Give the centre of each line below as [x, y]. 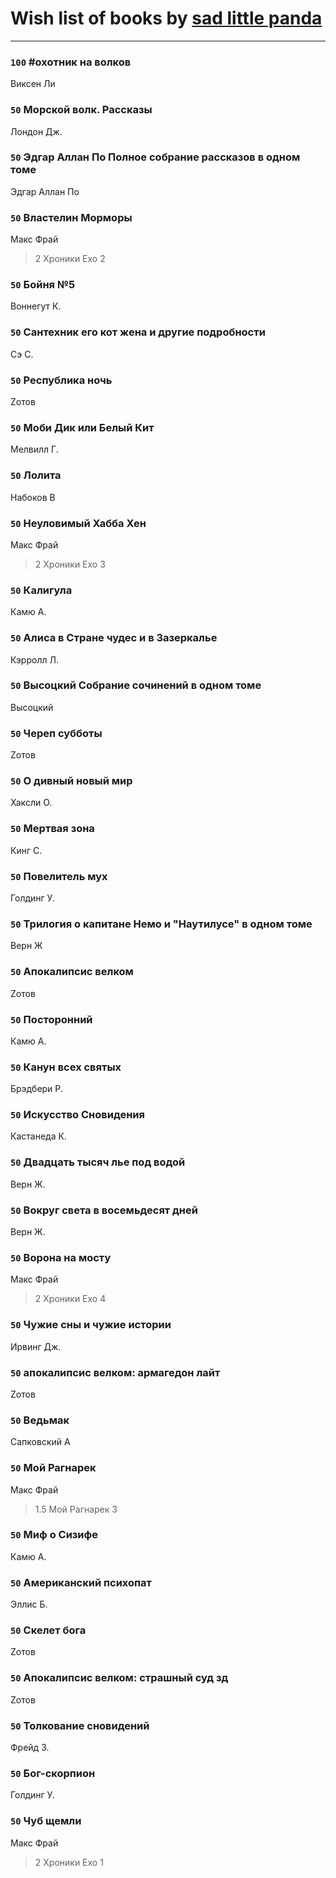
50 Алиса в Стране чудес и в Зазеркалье [114, 638]
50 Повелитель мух [59, 876]
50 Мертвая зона [52, 829]
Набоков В [33, 497]
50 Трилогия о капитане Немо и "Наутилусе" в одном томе [161, 924]
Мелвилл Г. [34, 449]
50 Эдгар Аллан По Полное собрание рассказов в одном [155, 157]
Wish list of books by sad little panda [166, 18]
